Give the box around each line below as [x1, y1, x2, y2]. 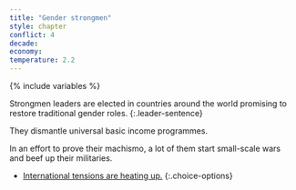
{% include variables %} [9, 81, 101, 91]
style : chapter [9, 22, 67, 31]
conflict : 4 [9, 30, 55, 39]
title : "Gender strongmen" [9, 13, 112, 23]
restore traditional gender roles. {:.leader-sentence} [9, 108, 203, 118]
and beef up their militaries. [9, 153, 113, 164]
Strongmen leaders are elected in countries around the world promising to [9, 98, 287, 109]
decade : [9, 38, 39, 48]
